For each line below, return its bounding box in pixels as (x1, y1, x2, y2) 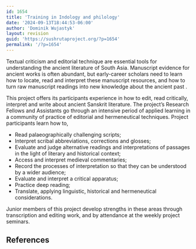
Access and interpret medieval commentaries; (14, 156, 127, 163)
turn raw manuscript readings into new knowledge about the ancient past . (6, 83, 188, 90)
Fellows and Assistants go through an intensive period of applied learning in (6, 107, 191, 114)
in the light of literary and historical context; (14, 150, 121, 157)
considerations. (14, 193, 53, 201)
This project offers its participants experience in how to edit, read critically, (6, 94, 188, 101)
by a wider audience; (14, 169, 66, 176)
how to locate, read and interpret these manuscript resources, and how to (6, 76, 185, 83)
